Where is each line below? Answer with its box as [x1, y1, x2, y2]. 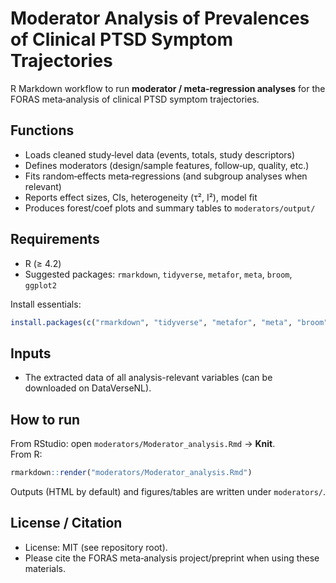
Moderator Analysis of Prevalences [10, 7, 310, 30]
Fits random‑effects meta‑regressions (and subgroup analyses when [24, 170, 308, 182]
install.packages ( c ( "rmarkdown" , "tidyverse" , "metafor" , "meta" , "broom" [10, 317, 329, 327]
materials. [24, 562, 66, 574]
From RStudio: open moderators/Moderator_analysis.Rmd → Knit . [10, 438, 276, 450]
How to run [10, 411, 81, 428]
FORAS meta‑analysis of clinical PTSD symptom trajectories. [10, 93, 260, 105]
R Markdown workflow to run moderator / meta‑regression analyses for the [10, 82, 326, 94]
